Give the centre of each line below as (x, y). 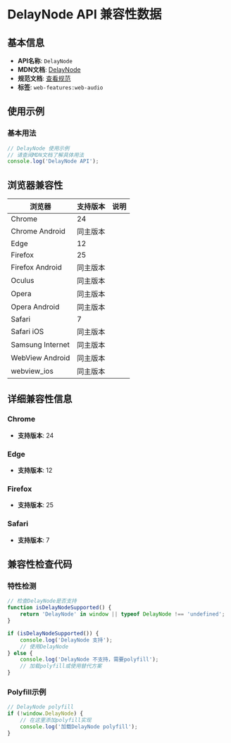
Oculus (23, 281)
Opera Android (35, 307)
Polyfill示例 (27, 692)
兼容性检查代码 (40, 565)
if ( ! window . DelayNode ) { (45, 714)
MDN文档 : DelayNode (49, 70)
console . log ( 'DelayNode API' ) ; (53, 161)
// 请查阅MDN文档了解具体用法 (46, 155)
